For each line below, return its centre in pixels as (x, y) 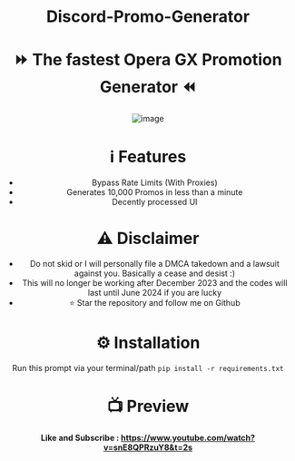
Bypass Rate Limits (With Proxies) (155, 182)
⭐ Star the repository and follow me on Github (155, 303)
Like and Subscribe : (80, 437)
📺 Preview (148, 407)
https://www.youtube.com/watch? (188, 437)
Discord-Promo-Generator (148, 17)
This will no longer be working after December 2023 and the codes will (155, 283)
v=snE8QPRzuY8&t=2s (148, 447)
